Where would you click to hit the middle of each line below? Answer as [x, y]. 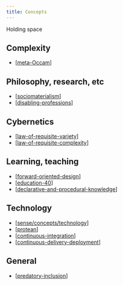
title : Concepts [27, 12]
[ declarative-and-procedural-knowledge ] [66, 189]
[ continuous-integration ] [46, 235]
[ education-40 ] [34, 183]
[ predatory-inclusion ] [41, 275]
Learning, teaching [43, 162]
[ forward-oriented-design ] [48, 176]
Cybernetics [30, 122]
